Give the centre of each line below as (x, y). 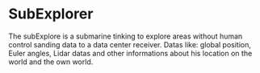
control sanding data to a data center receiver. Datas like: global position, (130, 44)
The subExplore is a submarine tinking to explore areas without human (126, 36)
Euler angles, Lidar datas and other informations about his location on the (130, 53)
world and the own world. (51, 62)
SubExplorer (51, 14)
